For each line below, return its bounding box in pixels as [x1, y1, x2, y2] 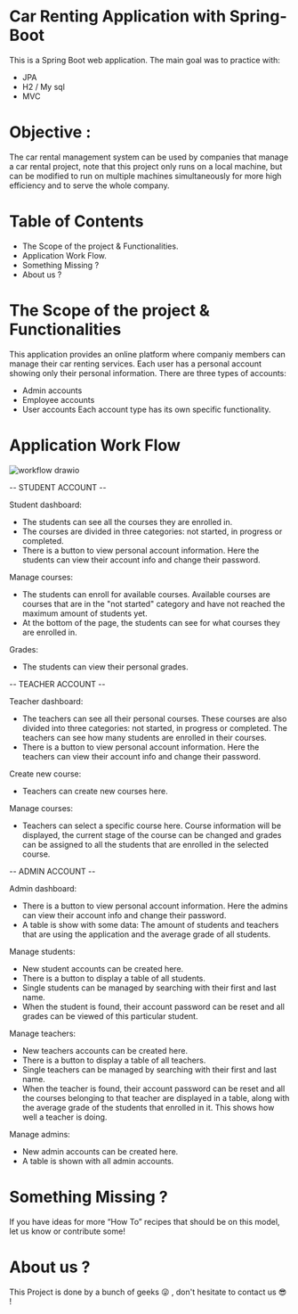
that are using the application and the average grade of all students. [21, 929, 271, 940]
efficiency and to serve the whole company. [9, 180, 171, 191]
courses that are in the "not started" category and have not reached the [21, 598, 286, 609]
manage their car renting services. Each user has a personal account [9, 358, 262, 369]
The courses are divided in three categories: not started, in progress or [21, 526, 283, 537]
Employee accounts [21, 394, 95, 405]
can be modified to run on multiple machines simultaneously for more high [9, 170, 282, 181]
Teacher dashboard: [9, 695, 84, 706]
